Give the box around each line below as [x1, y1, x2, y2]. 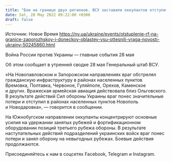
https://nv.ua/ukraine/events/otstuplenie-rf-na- [59, 31, 159, 37]
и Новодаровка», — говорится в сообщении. [5, 104, 103, 110]
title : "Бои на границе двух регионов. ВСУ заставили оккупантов [5, 7, 147, 13]
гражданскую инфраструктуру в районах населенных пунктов [5, 77, 142, 83]
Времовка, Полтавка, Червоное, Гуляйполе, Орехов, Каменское [5, 82, 146, 88]
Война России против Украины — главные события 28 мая [5, 52, 135, 58]
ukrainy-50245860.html [5, 42, 55, 48]
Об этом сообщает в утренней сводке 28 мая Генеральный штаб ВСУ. [5, 62, 160, 68]
